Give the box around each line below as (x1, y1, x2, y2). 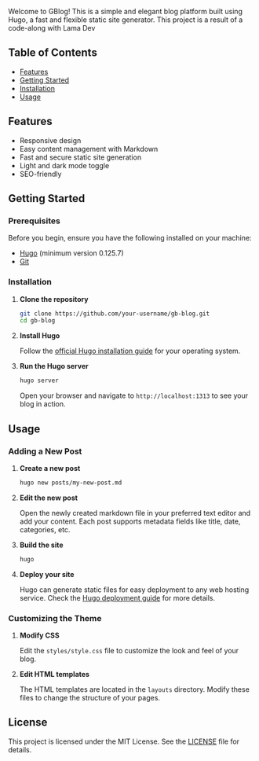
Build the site (19, 540, 64, 550)
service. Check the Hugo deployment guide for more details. (19, 593, 216, 602)
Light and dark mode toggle (19, 160, 110, 170)
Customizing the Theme (8, 612, 102, 623)
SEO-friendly (19, 169, 62, 178)
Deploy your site (19, 569, 75, 579)
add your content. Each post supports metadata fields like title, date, (19, 517, 241, 526)
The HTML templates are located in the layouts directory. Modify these (19, 684, 250, 694)
